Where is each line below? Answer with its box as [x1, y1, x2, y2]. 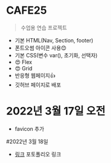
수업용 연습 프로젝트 [20, 24, 67, 31]
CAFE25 [6, 4, 47, 17]
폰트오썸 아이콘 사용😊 [14, 44, 67, 51]
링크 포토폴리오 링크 [14, 150, 61, 158]
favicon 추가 [14, 125, 45, 132]
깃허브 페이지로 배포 [14, 81, 61, 88]
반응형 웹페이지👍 [14, 72, 55, 79]
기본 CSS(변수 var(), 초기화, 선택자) [14, 51, 98, 59]
